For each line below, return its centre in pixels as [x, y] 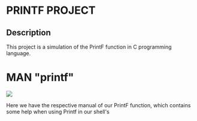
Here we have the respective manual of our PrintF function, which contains [99, 105]
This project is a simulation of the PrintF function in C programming [89, 47]
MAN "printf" [40, 78]
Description [28, 33]
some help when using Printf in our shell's [58, 111]
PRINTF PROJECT [51, 10]
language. [19, 53]
